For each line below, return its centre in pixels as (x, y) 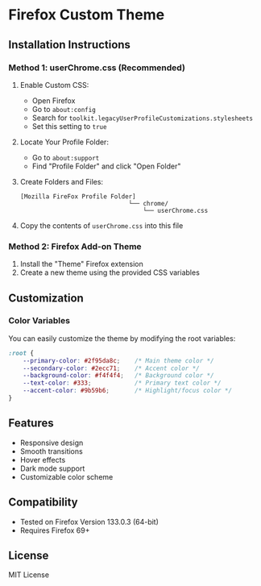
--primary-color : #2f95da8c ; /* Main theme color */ (119, 360)
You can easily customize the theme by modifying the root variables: (122, 338)
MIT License (29, 575)
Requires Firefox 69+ (55, 530)
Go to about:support (66, 157)
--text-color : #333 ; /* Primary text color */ (122, 383)
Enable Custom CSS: (54, 85)
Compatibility (43, 503)
